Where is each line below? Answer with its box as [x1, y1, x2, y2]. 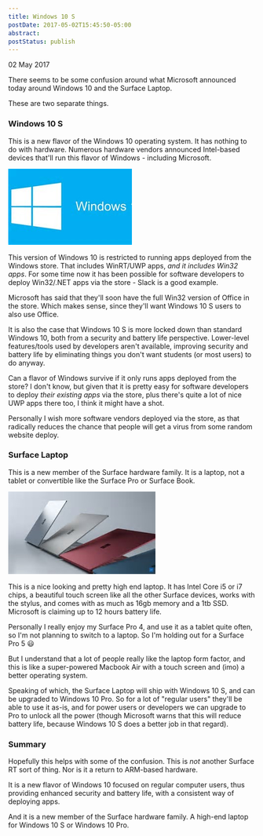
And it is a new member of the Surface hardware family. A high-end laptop [8, 812, 249, 822]
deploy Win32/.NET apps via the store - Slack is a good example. [8, 277, 218, 287]
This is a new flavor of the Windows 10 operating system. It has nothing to [8, 136, 247, 145]
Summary [8, 739, 47, 750]
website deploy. [8, 430, 60, 440]
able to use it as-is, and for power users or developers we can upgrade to [8, 703, 247, 712]
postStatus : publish [8, 38, 76, 46]
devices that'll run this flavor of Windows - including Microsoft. [8, 153, 212, 162]
